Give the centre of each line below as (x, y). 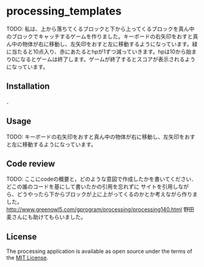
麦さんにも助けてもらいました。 (46, 217)
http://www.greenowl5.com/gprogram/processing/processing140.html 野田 (100, 210)
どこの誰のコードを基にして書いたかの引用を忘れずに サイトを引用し (92, 187)
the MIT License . (27, 258)
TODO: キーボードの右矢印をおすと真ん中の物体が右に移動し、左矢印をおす (101, 137)
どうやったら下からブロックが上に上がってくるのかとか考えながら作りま (107, 194)
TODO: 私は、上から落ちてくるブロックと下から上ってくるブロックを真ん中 (100, 29)
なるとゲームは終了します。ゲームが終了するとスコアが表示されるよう (108, 59)
